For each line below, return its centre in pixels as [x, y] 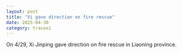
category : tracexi [29, 28]
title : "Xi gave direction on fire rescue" [61, 17]
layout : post [22, 11]
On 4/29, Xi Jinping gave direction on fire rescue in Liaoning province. [92, 45]
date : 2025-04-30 [27, 22]
